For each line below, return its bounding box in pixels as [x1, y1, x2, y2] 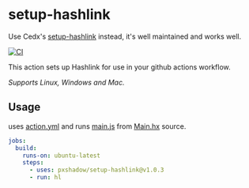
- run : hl [28, 174, 62, 182]
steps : [22, 159, 44, 167]
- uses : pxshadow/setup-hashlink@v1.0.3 [28, 166, 164, 175]
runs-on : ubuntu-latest [22, 152, 101, 160]
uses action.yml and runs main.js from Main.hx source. [8, 121, 187, 131]
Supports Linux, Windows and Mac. [8, 77, 125, 87]
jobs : [8, 137, 26, 145]
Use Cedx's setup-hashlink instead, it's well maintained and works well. [8, 32, 242, 41]
